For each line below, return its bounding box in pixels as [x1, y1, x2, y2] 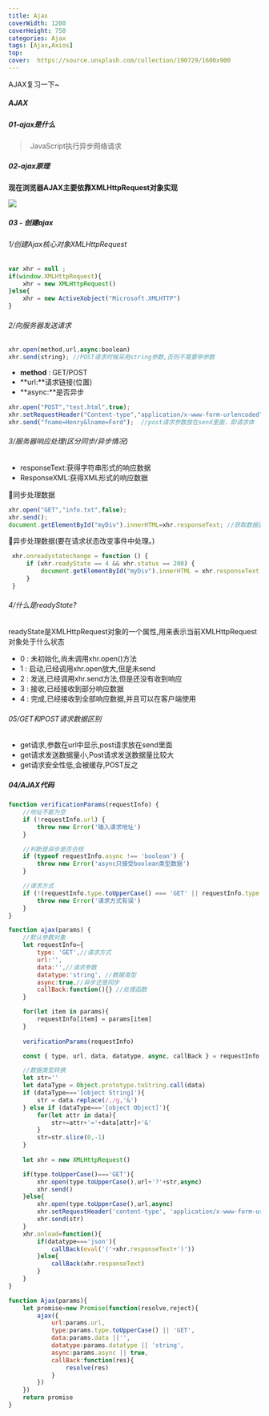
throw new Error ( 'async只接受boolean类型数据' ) [37, 860, 191, 868]
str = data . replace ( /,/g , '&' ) [37, 1096, 138, 1104]
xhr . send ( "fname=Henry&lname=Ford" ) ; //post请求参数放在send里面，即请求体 [8, 418, 255, 426]
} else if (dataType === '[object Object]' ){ [22, 1103, 171, 1111]
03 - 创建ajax [8, 217, 54, 227]
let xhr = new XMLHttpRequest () [22, 1155, 130, 1163]
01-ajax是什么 [8, 119, 56, 129]
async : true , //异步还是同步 [37, 978, 120, 986]
